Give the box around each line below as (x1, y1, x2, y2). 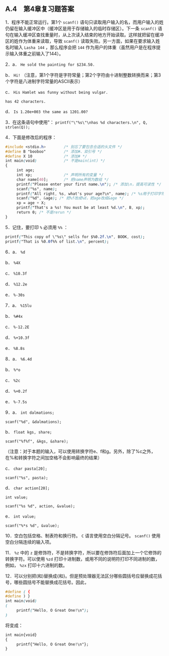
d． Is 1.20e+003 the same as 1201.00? (5, 108, 88, 114)
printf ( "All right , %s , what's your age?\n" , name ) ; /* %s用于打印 (16, 191, 158, 196)
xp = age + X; (16, 200, 46, 205)
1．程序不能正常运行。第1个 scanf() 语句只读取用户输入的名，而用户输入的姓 (5, 19, 164, 25)
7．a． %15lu (5, 302, 32, 308)
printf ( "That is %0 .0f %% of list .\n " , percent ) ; (5, 239, 109, 244)
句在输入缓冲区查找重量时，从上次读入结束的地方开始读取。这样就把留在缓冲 (5, 32, 164, 38)
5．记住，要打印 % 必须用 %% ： (5, 224, 68, 230)
